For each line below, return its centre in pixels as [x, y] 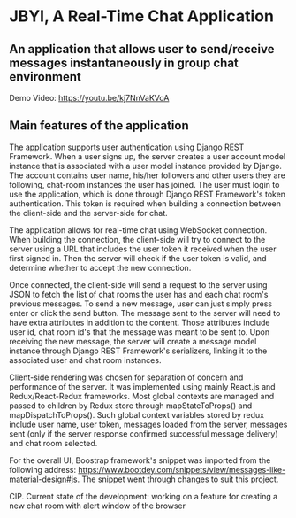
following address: [43, 469]
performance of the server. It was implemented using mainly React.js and [142, 386]
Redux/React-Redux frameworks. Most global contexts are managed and [142, 396]
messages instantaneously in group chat [124, 62]
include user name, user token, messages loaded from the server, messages [148, 424]
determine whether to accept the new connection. [100, 267]
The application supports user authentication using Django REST [127, 147]
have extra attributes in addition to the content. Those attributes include [140, 322]
